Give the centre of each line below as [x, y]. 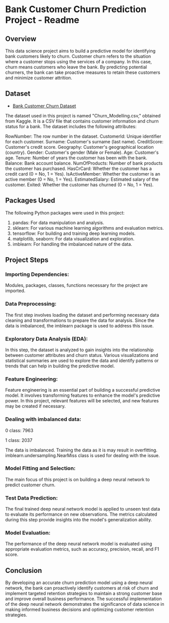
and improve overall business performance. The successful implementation [84, 599]
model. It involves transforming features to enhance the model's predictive [83, 395]
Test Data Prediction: [32, 498]
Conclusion [24, 570]
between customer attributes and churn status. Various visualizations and [82, 355]
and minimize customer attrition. [39, 78]
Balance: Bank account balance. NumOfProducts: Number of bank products [84, 163]
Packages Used [30, 201]
